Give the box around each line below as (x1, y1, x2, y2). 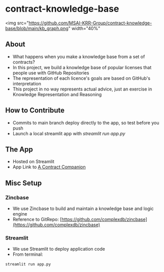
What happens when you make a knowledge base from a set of (12, 53, 145, 59)
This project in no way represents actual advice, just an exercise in (12, 86, 152, 92)
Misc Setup (5, 178, 42, 187)
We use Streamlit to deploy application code (12, 246, 105, 252)
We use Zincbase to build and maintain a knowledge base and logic (12, 205, 154, 211)
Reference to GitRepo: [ (12, 217, 62, 223)
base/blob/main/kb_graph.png (5, 25, 69, 31)
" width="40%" (68, 25, 101, 31)
